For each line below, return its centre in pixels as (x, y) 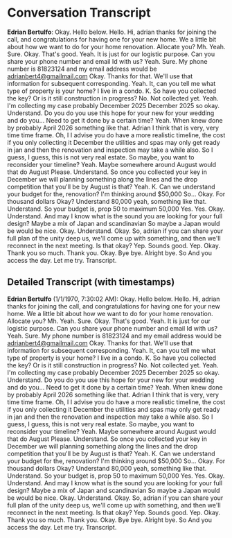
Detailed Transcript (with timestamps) (91, 282)
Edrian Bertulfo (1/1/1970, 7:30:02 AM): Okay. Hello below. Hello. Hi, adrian (114, 299)
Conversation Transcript (79, 13)
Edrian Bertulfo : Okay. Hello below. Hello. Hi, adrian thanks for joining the (112, 32)
